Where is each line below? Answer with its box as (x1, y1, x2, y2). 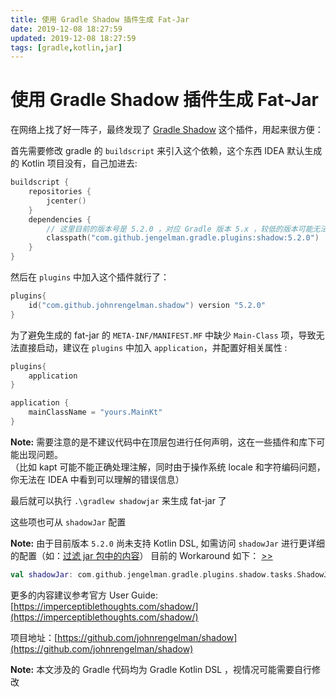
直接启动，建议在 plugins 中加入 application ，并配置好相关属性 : (18, 341, 288, 353)
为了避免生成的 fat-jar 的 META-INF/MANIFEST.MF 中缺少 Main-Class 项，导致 (10, 329, 317, 341)
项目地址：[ (10, 631, 58, 643)
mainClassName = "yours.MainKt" (28, 407, 163, 418)
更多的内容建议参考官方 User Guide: (10, 589, 158, 601)
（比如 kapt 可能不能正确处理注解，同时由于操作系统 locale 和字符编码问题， (10, 461, 326, 473)
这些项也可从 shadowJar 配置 (10, 516, 127, 528)
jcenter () (46, 196, 87, 206)
